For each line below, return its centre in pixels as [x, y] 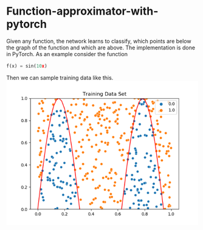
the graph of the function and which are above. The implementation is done [101, 48]
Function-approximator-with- [82, 11]
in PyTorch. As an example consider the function [67, 54]
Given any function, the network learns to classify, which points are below [99, 41]
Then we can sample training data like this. [60, 77]
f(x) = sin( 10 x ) [27, 66]
